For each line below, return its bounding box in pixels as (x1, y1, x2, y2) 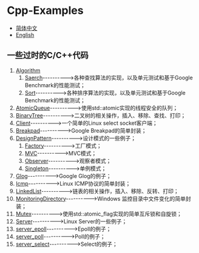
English (15, 31, 35, 38)
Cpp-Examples (7, 4, 84, 18)
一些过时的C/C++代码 (7, 50, 89, 61)
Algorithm (15, 67, 41, 74)
